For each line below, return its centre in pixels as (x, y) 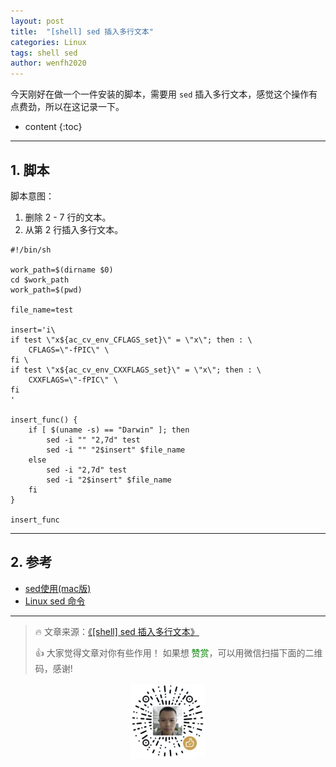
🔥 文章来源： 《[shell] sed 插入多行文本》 (117, 631)
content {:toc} (53, 127)
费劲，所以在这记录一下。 (71, 107)
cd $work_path (40, 280)
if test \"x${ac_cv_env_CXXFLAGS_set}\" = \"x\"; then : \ (136, 370)
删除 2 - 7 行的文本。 (68, 217)
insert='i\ (33, 330)
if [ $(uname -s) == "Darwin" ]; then (109, 430)
